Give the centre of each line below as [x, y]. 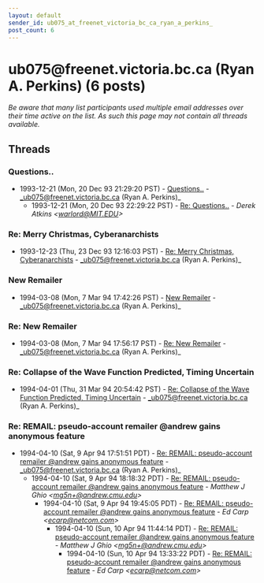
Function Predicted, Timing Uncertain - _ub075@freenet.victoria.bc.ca [134, 398]
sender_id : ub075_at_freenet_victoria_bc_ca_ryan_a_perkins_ [111, 23]
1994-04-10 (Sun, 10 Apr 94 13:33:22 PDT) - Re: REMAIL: [159, 554]
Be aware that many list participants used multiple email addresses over [126, 108]
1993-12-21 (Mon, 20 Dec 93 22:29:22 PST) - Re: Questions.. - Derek [143, 205]
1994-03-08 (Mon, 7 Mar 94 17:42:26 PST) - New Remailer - [118, 297]
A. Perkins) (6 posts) [77, 85]
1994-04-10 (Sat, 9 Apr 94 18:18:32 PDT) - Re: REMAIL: [121, 478]
